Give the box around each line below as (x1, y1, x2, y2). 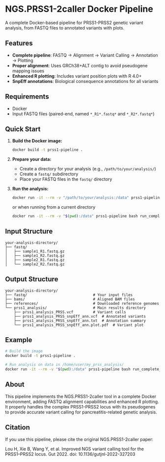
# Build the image (5, 349, 43, 354)
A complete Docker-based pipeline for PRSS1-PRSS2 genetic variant (5, 20, 143, 26)
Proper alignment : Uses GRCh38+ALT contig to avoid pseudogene (12, 62, 148, 68)
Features (5, 39, 33, 48)
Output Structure (5, 275, 58, 283)
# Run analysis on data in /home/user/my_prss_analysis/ (5, 362, 124, 367)
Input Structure (5, 227, 53, 236)
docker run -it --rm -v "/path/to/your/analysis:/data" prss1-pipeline (12, 195, 162, 200)
